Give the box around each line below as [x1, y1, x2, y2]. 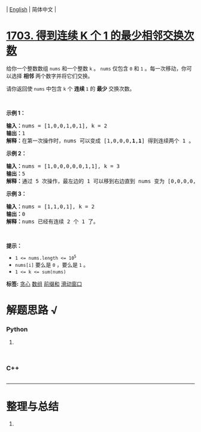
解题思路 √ [6, 303, 58, 317]
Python [6, 325, 28, 334]
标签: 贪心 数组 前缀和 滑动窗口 [6, 280, 83, 287]
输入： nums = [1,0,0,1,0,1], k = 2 [6, 122, 108, 129]
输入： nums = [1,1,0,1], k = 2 [6, 203, 95, 210]
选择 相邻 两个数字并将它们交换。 [11, 72, 93, 80]
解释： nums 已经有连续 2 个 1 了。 [6, 218, 99, 225]
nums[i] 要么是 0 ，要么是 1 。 [14, 261, 89, 268]
